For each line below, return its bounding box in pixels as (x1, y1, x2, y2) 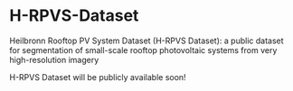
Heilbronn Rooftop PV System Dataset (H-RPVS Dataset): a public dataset (9, 35, 284, 46)
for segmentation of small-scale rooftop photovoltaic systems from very (9, 44, 278, 55)
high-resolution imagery (9, 54, 99, 65)
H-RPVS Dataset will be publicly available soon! (9, 71, 187, 82)
